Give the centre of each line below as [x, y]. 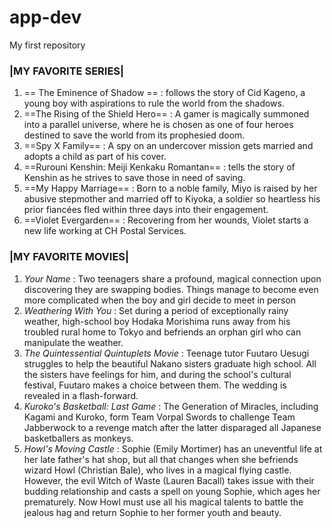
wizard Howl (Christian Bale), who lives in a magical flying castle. [157, 470]
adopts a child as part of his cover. [95, 157]
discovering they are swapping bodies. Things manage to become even [171, 289]
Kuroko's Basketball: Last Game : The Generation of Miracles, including [171, 406]
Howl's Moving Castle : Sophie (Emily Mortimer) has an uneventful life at [173, 448]
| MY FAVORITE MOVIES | [69, 257]
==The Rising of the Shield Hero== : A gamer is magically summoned [166, 114]
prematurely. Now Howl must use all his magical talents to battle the [163, 502]
